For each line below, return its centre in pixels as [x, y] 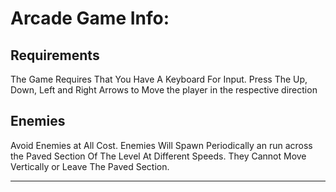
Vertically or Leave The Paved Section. [90, 166]
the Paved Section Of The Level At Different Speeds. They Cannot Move [158, 156]
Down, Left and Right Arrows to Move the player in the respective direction [164, 90]
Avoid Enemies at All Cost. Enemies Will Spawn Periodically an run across [161, 145]
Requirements [55, 55]
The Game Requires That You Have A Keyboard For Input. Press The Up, [159, 79]
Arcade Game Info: [90, 18]
